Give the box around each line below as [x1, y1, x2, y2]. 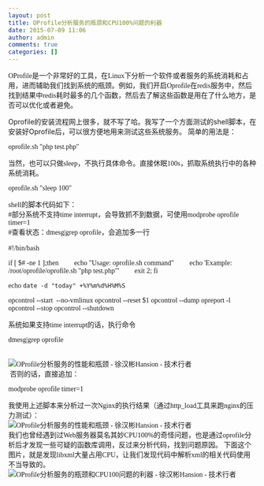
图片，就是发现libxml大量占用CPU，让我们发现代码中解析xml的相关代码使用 [8, 451, 251, 459]
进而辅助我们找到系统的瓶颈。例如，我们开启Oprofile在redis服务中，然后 [21, 82, 252, 90]
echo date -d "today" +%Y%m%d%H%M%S [8, 281, 126, 290]
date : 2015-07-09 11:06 [8, 26, 87, 34]
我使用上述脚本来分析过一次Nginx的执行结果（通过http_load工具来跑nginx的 [8, 402, 247, 410]
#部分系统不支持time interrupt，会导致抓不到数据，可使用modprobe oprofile [8, 210, 240, 219]
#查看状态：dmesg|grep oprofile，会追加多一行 [8, 228, 151, 236]
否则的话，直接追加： [9, 370, 80, 378]
